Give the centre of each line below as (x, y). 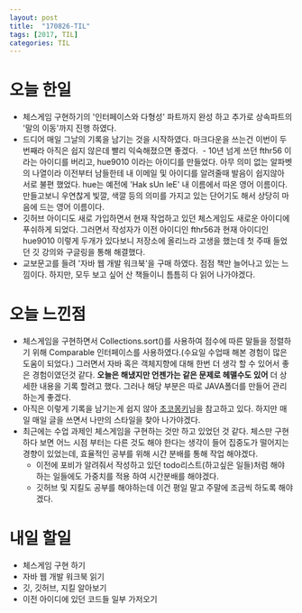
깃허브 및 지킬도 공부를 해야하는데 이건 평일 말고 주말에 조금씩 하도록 (156, 488)
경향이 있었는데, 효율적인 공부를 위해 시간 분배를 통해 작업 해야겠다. (140, 454)
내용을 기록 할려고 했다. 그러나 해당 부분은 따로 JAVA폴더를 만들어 (155, 386)
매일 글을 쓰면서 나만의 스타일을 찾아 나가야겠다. (116, 420)
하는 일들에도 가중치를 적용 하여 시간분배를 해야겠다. (127, 476)
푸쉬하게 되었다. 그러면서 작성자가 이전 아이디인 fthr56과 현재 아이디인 (145, 230)
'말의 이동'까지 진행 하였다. (69, 128)
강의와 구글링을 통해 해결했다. (94, 252)
